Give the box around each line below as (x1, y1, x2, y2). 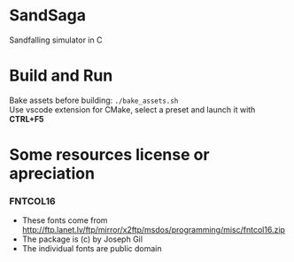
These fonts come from (21, 215, 108, 226)
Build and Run (9, 65, 113, 86)
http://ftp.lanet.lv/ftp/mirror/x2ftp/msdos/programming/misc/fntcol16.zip (21, 225, 286, 235)
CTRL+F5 (9, 113, 44, 124)
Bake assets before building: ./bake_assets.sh (9, 95, 179, 105)
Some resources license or (9, 145, 210, 165)
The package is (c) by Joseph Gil (21, 234, 143, 244)
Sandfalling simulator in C (9, 35, 103, 45)
